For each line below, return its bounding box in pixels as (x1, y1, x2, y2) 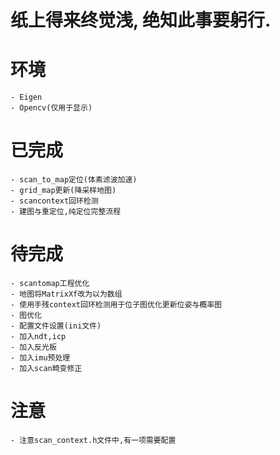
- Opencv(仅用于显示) (10, 103, 93, 113)
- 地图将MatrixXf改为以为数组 (10, 289, 123, 299)
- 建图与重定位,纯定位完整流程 (10, 207, 122, 217)
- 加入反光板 (10, 342, 57, 352)
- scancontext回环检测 (10, 196, 99, 206)
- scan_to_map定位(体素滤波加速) (10, 175, 138, 185)
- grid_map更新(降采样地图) (10, 186, 117, 196)
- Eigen (10, 92, 43, 103)
